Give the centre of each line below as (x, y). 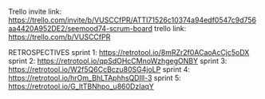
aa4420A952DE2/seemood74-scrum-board (81, 28)
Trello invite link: (35, 12)
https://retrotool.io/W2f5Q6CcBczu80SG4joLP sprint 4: (99, 69)
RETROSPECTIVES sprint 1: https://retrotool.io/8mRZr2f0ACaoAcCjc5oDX (129, 52)
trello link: (170, 28)
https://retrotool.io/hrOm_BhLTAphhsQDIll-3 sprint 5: (95, 78)
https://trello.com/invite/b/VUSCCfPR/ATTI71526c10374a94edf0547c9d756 (132, 20)
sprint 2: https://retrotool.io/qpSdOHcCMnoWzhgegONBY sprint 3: (118, 61)
